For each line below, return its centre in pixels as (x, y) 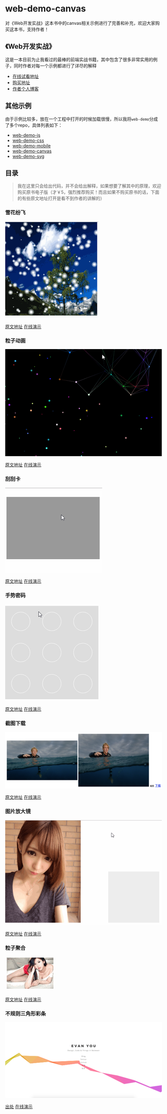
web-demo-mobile (32, 145)
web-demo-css (28, 140)
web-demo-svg (28, 156)
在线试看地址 (25, 76)
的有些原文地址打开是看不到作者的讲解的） (61, 198)
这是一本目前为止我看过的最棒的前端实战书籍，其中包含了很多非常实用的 (79, 59)
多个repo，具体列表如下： (36, 125)
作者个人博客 (25, 89)
